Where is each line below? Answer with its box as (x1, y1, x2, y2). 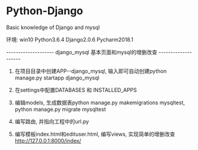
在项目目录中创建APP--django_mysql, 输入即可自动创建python (14, 67, 167, 75)
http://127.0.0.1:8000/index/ (14, 137, 82, 144)
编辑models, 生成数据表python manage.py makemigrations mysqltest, (14, 99, 186, 106)
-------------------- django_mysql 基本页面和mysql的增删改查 (6, 49, 158, 56)
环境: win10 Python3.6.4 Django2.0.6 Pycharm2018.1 (6, 36, 133, 43)
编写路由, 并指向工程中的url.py (14, 117, 90, 125)
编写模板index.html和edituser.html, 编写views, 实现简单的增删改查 (14, 130, 175, 138)
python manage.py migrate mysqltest (14, 106, 106, 113)
